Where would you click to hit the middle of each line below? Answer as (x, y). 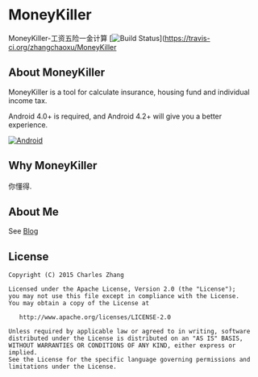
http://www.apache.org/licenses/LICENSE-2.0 (95, 317)
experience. (28, 124)
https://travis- (188, 38)
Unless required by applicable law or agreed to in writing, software (129, 332)
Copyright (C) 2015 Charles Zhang (67, 275)
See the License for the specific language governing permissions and (129, 360)
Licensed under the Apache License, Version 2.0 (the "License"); (122, 289)
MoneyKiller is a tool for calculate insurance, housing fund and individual (129, 92)
